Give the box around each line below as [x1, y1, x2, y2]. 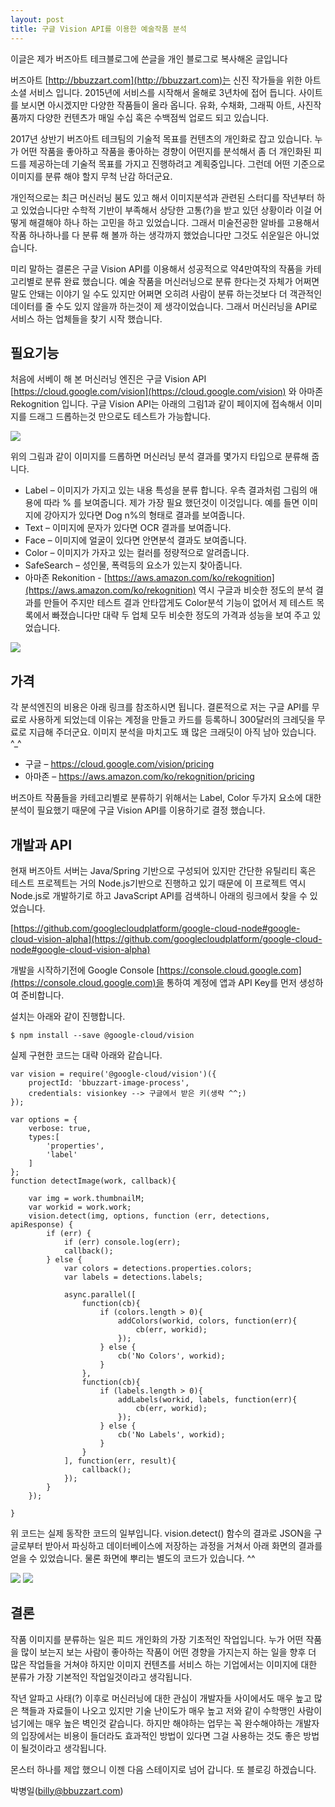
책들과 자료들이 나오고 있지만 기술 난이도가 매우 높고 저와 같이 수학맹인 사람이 [20, 1704, 323, 1716]
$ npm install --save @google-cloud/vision [10, 1030, 195, 1040]
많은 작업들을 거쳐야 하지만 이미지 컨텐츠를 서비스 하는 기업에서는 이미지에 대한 [10, 1658, 318, 1670]
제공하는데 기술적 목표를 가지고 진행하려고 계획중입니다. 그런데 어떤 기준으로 [28, 157, 326, 170]
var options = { [10, 1114, 78, 1125]
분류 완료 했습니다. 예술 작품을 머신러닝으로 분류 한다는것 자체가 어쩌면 [44, 275, 320, 287]
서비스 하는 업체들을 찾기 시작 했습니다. [10, 312, 163, 325]
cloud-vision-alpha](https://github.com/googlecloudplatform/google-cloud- [10, 932, 323, 945]
